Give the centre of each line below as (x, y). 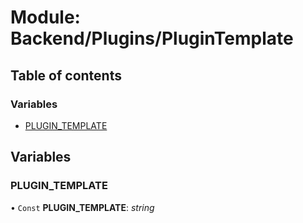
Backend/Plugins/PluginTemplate (152, 38)
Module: (45, 17)
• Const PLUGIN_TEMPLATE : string (82, 207)
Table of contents (66, 75)
